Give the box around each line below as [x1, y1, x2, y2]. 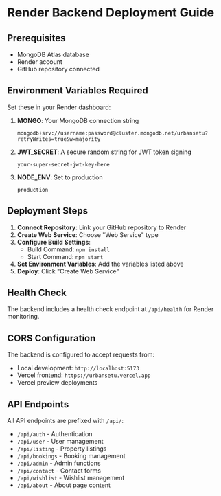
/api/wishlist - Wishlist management [16, 474, 125, 482]
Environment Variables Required [7, 84, 149, 97]
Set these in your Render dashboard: [7, 103, 111, 111]
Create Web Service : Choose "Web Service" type [16, 230, 159, 238]
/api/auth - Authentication [16, 430, 93, 438]
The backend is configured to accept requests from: [7, 350, 154, 359]
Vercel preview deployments [16, 379, 98, 387]
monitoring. [7, 313, 40, 321]
